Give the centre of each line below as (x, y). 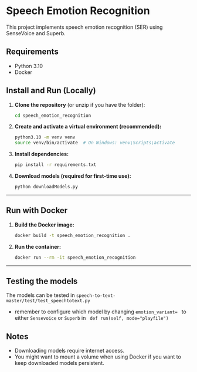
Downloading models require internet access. (69, 351)
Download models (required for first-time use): (73, 176)
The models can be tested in (40, 295)
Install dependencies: (42, 154)
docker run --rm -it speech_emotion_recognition (75, 257)
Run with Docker (37, 210)
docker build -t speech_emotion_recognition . (72, 235)
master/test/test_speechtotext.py (48, 301)
